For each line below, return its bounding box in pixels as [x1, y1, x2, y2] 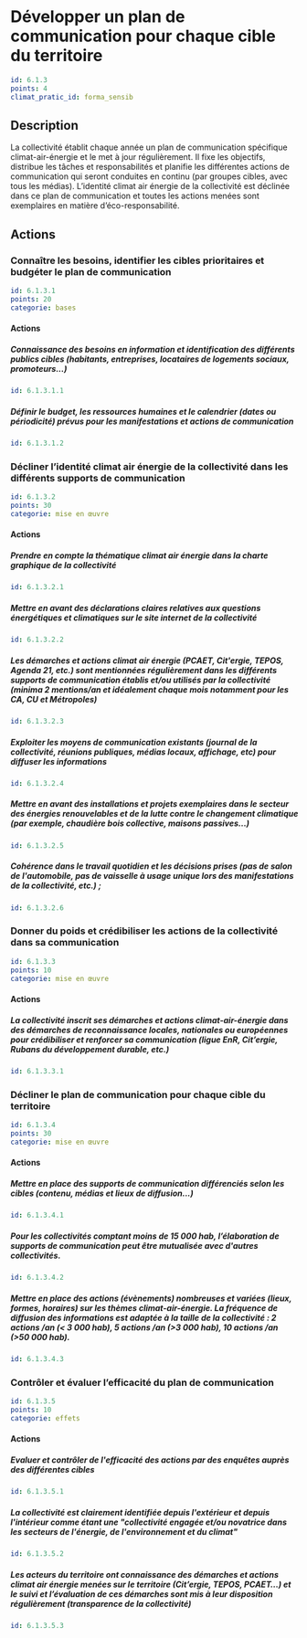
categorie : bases [10, 303, 77, 312]
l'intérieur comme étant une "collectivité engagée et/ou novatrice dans [10, 1516, 287, 1527]
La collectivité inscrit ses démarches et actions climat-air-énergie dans [10, 1014, 289, 1025]
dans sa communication [10, 936, 120, 949]
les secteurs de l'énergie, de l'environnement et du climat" [10, 1526, 238, 1537]
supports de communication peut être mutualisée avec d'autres [10, 1240, 259, 1251]
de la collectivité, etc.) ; [10, 880, 101, 892]
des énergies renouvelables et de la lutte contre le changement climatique [10, 808, 299, 819]
